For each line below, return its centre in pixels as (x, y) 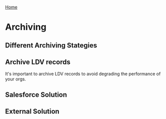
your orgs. (16, 79)
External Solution (32, 111)
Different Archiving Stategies (51, 45)
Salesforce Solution (36, 95)
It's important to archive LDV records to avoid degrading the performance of (83, 74)
